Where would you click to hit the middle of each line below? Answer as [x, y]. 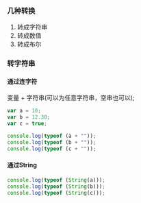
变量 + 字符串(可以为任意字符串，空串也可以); [71, 98]
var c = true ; [27, 124]
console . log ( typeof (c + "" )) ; [52, 149]
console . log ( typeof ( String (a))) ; [56, 180]
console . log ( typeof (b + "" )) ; [52, 142]
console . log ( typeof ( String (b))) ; [56, 187]
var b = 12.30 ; [29, 117]
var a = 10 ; [24, 111]
